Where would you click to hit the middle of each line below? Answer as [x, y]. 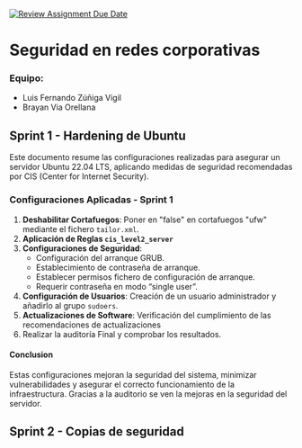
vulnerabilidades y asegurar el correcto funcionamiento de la [122, 384]
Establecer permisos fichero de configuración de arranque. [146, 277]
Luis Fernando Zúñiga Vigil [71, 98]
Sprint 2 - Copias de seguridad [97, 432]
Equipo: [27, 78]
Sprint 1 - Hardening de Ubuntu [98, 135]
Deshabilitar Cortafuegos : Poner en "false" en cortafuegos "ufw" [145, 220]
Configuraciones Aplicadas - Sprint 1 [91, 200]
